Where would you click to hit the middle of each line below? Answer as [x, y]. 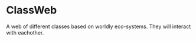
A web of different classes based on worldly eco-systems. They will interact [99, 26]
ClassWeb [32, 10]
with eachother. [25, 32]
